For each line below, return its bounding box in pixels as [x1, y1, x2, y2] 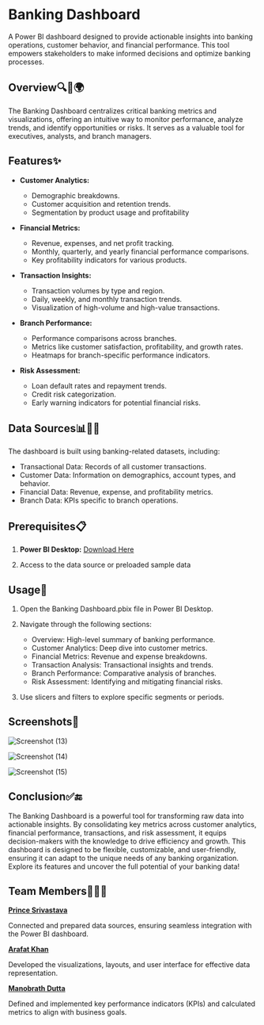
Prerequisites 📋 [8, 519, 87, 533]
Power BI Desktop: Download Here [19, 545, 134, 554]
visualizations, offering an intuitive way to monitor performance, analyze [8, 114, 243, 124]
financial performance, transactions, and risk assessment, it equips [8, 828, 227, 837]
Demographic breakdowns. [31, 190, 120, 200]
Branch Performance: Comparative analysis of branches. [31, 668, 217, 678]
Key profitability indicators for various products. [31, 255, 187, 265]
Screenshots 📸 [8, 715, 80, 729]
